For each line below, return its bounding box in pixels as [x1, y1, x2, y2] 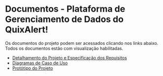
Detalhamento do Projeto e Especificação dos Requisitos [12, 55, 127, 60]
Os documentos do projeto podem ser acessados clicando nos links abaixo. [5, 40, 159, 46]
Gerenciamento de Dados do [5, 14, 124, 25]
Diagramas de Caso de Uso [12, 60, 68, 66]
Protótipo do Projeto [12, 65, 53, 71]
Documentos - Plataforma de [5, 3, 125, 15]
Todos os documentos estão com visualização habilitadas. [5, 45, 124, 51]
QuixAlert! [5, 24, 48, 35]
